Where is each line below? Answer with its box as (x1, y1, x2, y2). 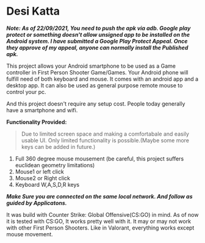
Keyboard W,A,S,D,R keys (15, 181, 80, 188)
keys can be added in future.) (21, 143, 96, 150)
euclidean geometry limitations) (15, 161, 95, 169)
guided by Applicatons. (6, 199, 67, 206)
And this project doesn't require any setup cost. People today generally (6, 100, 185, 107)
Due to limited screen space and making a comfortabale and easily (21, 130, 189, 137)
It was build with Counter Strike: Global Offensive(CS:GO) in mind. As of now (6, 211, 199, 218)
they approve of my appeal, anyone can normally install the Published (6, 44, 189, 51)
